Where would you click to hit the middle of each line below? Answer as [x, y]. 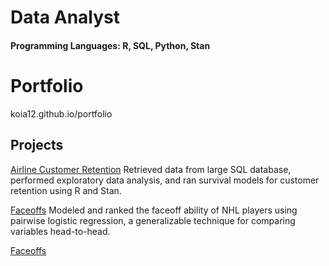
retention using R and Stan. [66, 190]
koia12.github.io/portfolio [61, 113]
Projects [37, 145]
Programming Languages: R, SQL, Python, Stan [110, 45]
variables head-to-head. [60, 231]
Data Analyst [65, 17]
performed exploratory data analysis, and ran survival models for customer [165, 180]
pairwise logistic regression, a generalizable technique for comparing [153, 220]
